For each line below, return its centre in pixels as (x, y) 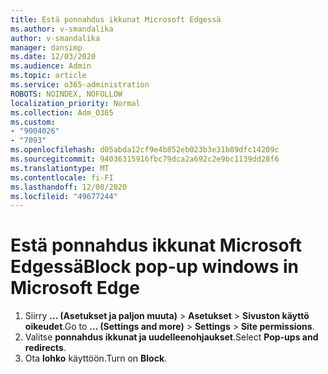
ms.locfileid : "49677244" (64, 196)
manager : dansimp (46, 47)
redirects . (45, 348)
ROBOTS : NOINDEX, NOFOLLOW (66, 94)
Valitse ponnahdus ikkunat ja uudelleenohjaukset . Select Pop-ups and (171, 337)
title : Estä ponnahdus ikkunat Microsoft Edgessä (116, 19)
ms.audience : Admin (51, 66)
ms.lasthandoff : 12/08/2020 (69, 187)
